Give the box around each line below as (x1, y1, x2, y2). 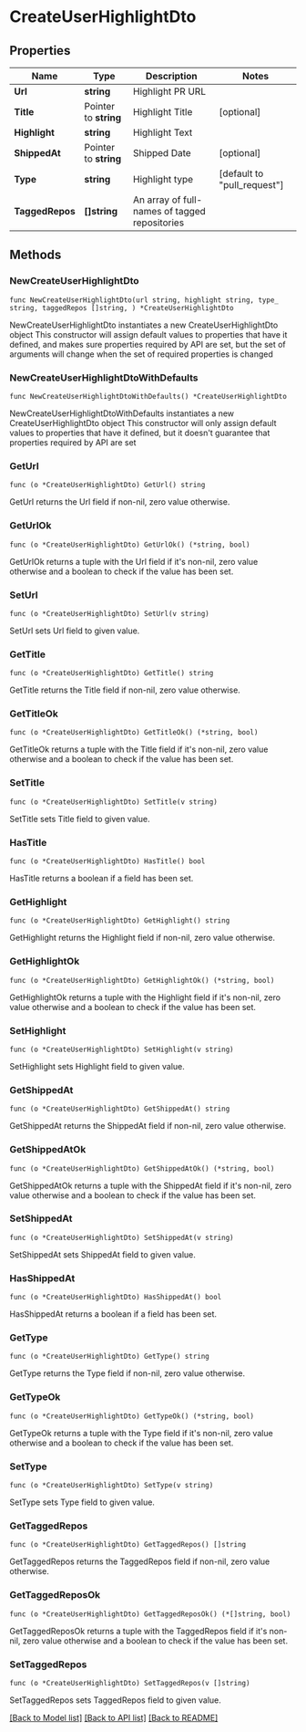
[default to (219, 167, 264, 180)
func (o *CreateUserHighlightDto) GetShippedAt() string (9, 1104, 230, 1114)
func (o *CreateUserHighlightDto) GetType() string (9, 1352, 209, 1362)
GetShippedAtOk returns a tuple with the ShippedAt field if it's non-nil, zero (9, 1180, 292, 1191)
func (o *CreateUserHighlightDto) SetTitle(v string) (9, 797, 219, 807)
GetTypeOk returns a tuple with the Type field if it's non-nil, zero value (9, 1427, 273, 1438)
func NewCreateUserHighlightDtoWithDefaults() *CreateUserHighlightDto (9, 391, 287, 401)
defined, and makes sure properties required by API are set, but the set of (9, 339, 287, 350)
